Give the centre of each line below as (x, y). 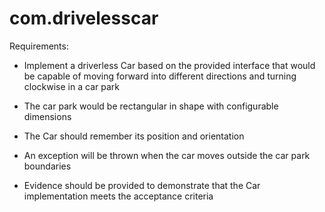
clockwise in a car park (71, 86)
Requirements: (39, 46)
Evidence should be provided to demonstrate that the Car (142, 185)
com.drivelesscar (84, 18)
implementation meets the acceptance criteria (118, 196)
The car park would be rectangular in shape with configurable (151, 106)
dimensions (47, 116)
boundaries (47, 166)
